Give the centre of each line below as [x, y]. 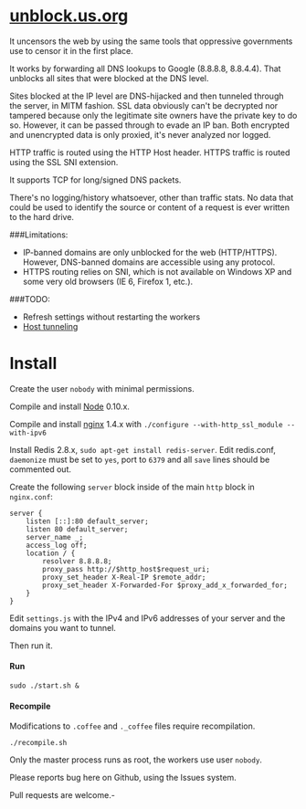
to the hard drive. [42, 216]
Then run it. [31, 646]
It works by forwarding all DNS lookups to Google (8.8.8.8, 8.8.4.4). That [145, 68]
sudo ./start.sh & [44, 686]
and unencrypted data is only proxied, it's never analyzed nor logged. [140, 134]
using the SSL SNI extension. [64, 162]
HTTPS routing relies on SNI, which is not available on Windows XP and [157, 271]
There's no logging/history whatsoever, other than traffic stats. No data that [152, 197]
